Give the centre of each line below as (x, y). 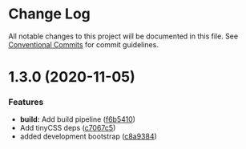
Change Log (49, 14)
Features (26, 103)
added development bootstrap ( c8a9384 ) (89, 136)
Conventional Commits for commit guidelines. (83, 44)
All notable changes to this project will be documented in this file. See (123, 36)
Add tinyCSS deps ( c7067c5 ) (68, 128)
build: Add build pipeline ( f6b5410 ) (78, 119)
